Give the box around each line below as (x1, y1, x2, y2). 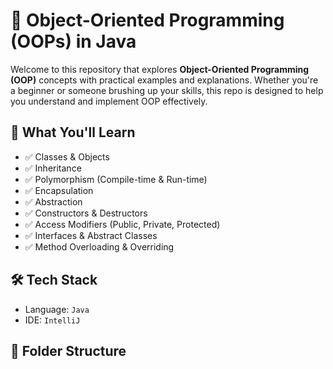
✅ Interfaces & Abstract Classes (24, 229, 158, 241)
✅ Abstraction (24, 195, 83, 208)
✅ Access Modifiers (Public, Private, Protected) (24, 218, 221, 230)
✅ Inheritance (24, 162, 82, 174)
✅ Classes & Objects (24, 150, 110, 163)
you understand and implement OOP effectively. (10, 95, 208, 107)
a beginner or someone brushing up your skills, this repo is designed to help (10, 84, 324, 96)
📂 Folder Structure (10, 342, 127, 359)
